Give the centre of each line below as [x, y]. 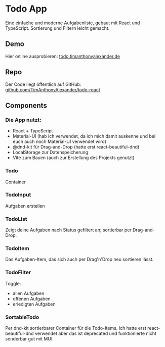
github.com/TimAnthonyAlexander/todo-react [53, 89]
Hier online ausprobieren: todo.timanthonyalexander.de [63, 56]
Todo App [26, 9]
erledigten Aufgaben [34, 304]
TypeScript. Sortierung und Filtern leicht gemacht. [57, 28]
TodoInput [18, 195]
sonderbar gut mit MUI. [30, 339]
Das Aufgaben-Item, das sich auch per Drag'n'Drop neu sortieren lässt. [79, 259]
